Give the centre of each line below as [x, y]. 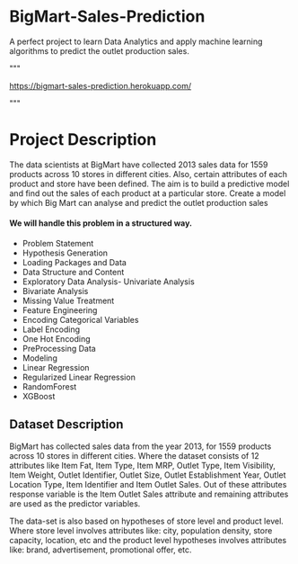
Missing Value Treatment [68, 301]
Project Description [83, 140]
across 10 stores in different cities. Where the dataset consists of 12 [134, 455]
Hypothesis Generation [65, 253]
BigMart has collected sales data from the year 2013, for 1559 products [140, 446]
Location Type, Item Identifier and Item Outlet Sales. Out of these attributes [148, 484]
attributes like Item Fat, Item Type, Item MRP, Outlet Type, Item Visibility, [143, 465]
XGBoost [39, 397]
